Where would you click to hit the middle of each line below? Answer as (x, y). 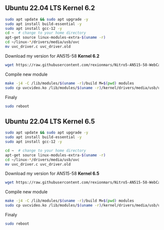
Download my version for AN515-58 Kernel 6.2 (52, 56)
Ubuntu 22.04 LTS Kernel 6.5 (50, 121)
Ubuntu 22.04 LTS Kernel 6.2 (50, 8)
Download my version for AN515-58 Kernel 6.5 (52, 174)
